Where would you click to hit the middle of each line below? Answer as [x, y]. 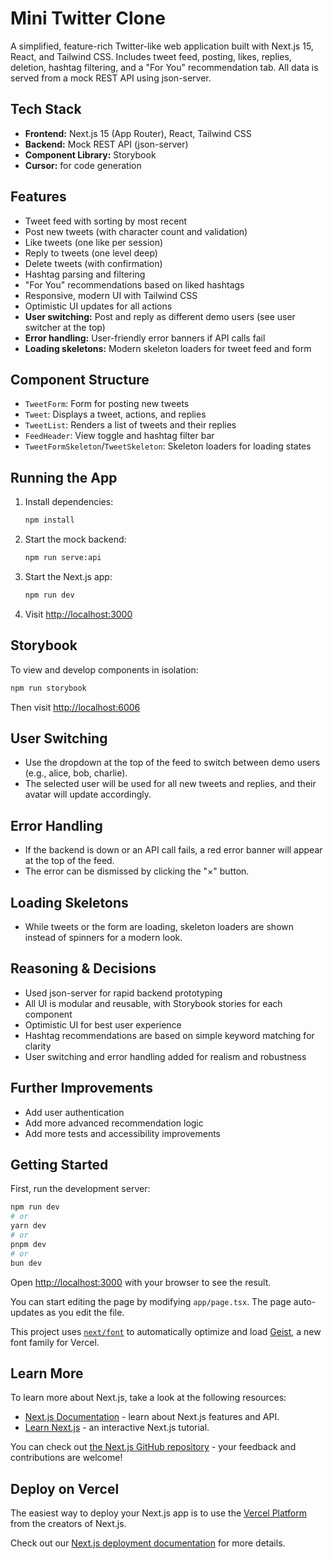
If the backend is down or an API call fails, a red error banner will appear [173, 850]
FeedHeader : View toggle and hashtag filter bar [119, 436]
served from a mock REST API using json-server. [111, 78]
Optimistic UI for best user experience [103, 1024]
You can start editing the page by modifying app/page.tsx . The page [151, 1301]
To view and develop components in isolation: [104, 669]
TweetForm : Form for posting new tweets [107, 404]
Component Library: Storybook [90, 154]
